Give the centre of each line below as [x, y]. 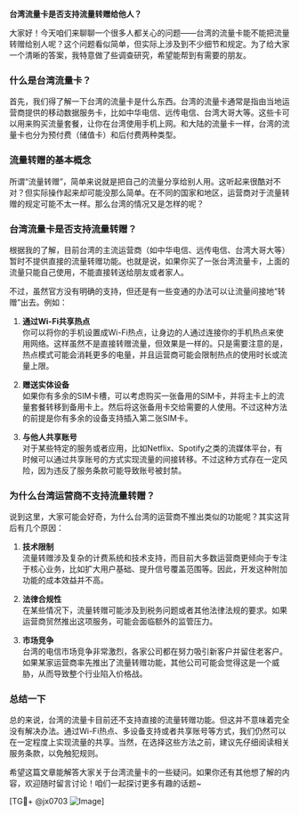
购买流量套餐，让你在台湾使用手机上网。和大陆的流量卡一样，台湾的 [157, 124]
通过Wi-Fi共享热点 [56, 321]
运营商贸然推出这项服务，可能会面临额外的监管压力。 [120, 622]
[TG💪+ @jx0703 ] [57, 802]
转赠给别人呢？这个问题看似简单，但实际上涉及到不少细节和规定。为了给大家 [149, 44]
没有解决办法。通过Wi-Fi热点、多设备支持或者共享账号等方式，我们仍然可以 [148, 731]
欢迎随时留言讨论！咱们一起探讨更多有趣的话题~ [113, 784]
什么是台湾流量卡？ [50, 80]
